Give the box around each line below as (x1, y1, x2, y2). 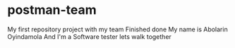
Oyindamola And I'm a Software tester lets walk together (7, 32, 171, 40)
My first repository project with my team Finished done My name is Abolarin (7, 25, 228, 33)
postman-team (7, 2, 97, 18)
